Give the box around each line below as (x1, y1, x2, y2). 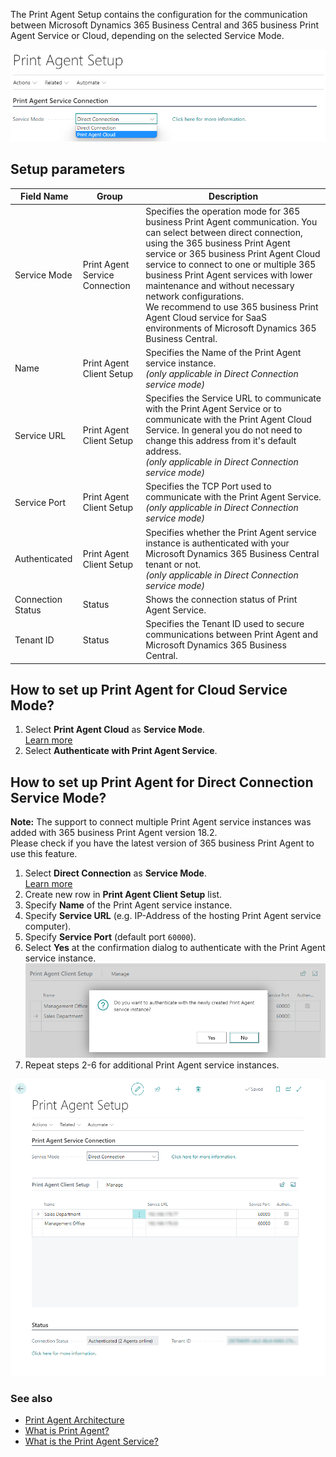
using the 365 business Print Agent (145, 237, 291, 249)
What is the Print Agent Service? (24, 1435, 159, 1448)
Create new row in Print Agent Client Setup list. (24, 889, 223, 901)
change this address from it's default (145, 435, 297, 447)
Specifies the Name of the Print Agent (145, 346, 302, 358)
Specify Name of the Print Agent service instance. (24, 899, 233, 911)
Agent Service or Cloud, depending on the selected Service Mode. (10, 30, 285, 41)
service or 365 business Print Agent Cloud (145, 247, 321, 259)
